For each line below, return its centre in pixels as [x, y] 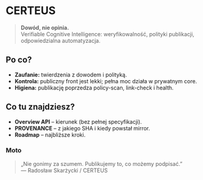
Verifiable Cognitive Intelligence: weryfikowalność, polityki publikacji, [107, 34]
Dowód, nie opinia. [45, 28]
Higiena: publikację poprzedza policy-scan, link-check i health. [94, 88]
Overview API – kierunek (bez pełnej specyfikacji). [78, 122]
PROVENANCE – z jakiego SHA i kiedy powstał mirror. [82, 128]
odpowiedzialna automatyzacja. [61, 40]
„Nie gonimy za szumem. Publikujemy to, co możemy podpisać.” [101, 163]
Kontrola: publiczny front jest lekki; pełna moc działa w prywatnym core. [106, 81]
